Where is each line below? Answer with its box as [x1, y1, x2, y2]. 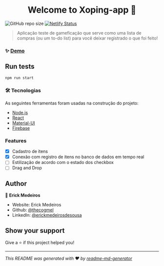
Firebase [12, 125, 30, 131]
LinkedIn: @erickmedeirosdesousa [12, 212, 82, 218]
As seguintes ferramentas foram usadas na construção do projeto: [5, 100, 139, 106]
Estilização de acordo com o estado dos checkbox [12, 160, 114, 165]
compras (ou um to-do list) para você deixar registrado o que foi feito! [17, 35, 158, 41]
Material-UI [12, 120, 35, 126]
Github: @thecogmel [12, 207, 54, 213]
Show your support [5, 226, 65, 235]
